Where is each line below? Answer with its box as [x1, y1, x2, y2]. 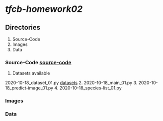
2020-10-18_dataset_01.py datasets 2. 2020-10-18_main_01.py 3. [5, 80, 138, 86]
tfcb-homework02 [5, 3, 83, 15]
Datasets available [12, 70, 50, 76]
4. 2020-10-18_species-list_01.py [54, 85, 122, 91]
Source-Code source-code [5, 59, 72, 66]
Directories [5, 23, 41, 32]
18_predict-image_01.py [5, 85, 54, 91]
